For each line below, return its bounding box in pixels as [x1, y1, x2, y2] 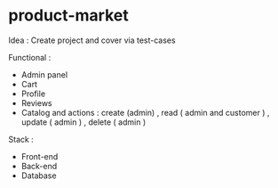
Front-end [20, 151, 59, 161]
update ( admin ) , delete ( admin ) [20, 117, 147, 127]
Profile [20, 88, 46, 99]
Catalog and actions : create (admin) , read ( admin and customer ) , [20, 107, 270, 118]
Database [20, 170, 57, 181]
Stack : [8, 134, 35, 144]
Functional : [8, 52, 52, 62]
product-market [8, 5, 130, 26]
